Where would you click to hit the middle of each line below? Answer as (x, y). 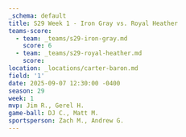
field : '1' (27, 76)
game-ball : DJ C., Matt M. (54, 114)
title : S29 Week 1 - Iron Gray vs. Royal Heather (93, 23)
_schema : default (37, 16)
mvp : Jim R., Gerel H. (46, 106)
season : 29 (27, 91)
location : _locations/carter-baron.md (73, 68)
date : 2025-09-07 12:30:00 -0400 (64, 83)
